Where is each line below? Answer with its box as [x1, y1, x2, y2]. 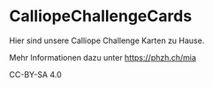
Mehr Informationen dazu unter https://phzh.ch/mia [9, 52, 197, 62]
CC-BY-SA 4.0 [9, 69, 62, 80]
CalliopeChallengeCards [9, 6, 193, 26]
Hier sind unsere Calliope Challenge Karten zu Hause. [9, 35, 205, 46]
